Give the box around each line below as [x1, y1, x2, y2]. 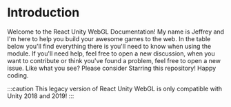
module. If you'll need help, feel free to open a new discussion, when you [7, 49, 215, 58]
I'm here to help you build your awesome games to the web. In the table [7, 34, 211, 43]
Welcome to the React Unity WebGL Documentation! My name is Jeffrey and [7, 27, 225, 36]
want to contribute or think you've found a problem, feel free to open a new [7, 56, 221, 64]
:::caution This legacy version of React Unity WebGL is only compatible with [7, 84, 223, 93]
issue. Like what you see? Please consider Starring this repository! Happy [7, 64, 217, 72]
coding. [7, 71, 29, 80]
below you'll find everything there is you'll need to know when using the [7, 42, 212, 50]
